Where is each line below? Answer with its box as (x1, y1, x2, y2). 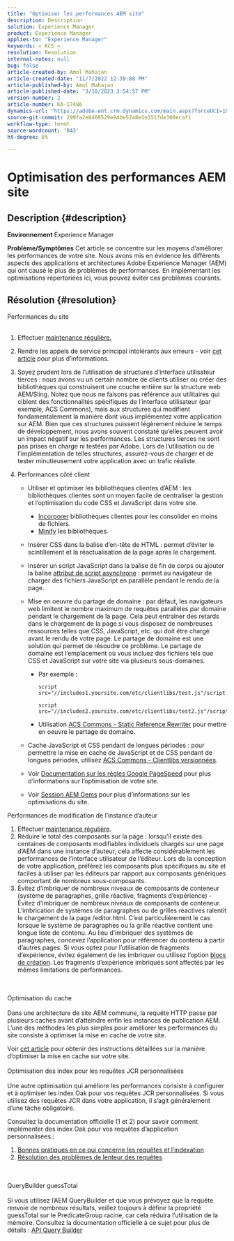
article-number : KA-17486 (7, 101, 82, 108)
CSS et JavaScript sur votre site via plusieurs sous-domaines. (27, 656, 205, 665)
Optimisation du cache (7, 994, 72, 1002)
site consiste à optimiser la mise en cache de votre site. (7, 1031, 166, 1039)
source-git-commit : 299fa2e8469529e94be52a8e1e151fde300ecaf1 (7, 114, 192, 121)
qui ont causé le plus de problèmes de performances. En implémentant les (7, 266, 221, 275)
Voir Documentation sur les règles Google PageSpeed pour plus (27, 769, 211, 778)
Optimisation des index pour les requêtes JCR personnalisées (7, 1067, 185, 1075)
